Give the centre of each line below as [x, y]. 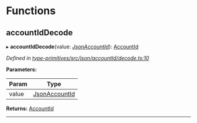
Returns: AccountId [30, 108]
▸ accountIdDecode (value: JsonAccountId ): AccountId [72, 46]
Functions [31, 11]
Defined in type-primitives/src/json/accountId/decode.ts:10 [78, 58]
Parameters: [21, 69]
